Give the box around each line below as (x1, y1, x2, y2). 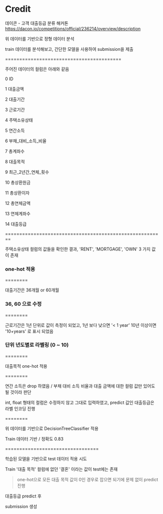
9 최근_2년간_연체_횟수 (5, 169, 49, 175)
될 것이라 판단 (5, 389, 32, 395)
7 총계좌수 (5, 148, 25, 154)
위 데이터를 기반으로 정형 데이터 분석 (5, 36, 74, 42)
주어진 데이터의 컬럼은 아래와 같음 (5, 66, 70, 72)
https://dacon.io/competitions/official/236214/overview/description (5, 25, 141, 31)
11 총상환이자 (5, 190, 30, 196)
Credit (5, 3, 31, 15)
